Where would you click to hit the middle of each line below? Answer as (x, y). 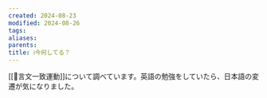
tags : (17, 30)
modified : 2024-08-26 (44, 23)
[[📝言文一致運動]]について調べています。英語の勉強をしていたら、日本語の (130, 76)
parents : (23, 45)
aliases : (23, 38)
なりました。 (57, 86)
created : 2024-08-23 (43, 16)
